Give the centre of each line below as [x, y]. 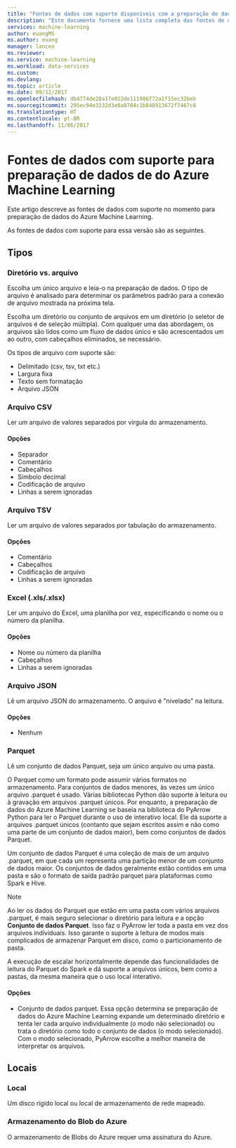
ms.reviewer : [26, 54]
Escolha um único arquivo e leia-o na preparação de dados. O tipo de [108, 288]
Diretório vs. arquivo [43, 273]
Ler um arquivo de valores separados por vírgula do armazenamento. [107, 423]
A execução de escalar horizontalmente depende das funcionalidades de [113, 961]
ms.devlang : [25, 79]
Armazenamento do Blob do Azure [67, 1122]
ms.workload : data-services [48, 66]
